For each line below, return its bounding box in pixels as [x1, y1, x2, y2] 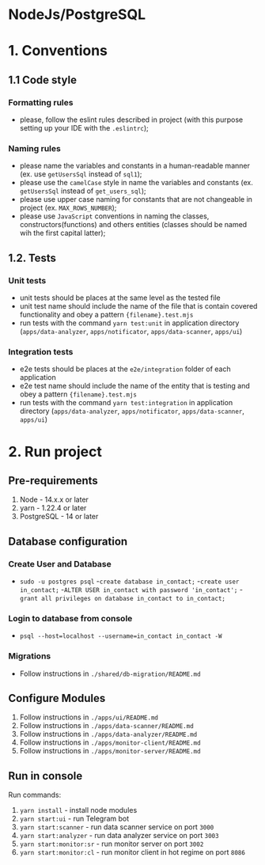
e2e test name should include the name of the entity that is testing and [19, 381, 251, 391]
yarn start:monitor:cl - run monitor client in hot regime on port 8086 [19, 848, 245, 857]
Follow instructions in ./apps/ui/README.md [19, 712, 158, 722]
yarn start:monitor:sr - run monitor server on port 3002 [19, 839, 204, 848]
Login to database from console [8, 613, 133, 624]
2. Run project [8, 442, 103, 461]
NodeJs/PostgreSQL [8, 6, 146, 24]
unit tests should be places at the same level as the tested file [19, 293, 221, 302]
